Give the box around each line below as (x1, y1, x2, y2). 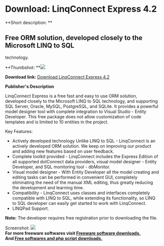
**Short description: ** (5, 20, 52, 25)
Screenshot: (5, 225, 30, 231)
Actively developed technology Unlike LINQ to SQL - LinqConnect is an (12, 138, 156, 144)
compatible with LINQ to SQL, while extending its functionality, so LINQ (12, 195, 156, 201)
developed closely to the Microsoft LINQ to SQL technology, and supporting (5, 98, 158, 104)
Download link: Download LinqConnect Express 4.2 (5, 74, 110, 80)
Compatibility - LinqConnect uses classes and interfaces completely (12, 190, 150, 196)
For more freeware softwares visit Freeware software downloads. (5, 230, 141, 236)
